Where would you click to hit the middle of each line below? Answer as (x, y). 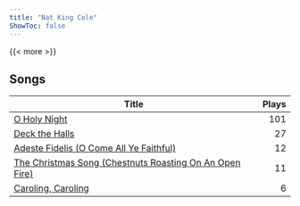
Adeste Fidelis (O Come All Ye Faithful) (95, 148)
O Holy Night (41, 119)
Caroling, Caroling (51, 188)
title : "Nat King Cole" (54, 17)
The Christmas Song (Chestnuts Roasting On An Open (127, 163)
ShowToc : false (37, 26)
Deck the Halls (44, 134)
